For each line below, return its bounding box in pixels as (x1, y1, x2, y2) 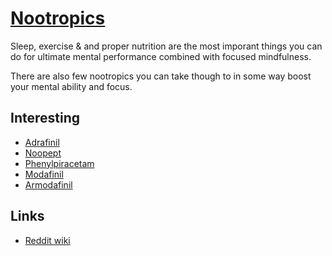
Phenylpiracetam (24, 157, 95, 169)
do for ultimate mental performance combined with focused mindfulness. (10, 50, 312, 62)
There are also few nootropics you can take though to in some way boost (10, 70, 312, 82)
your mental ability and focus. (10, 80, 133, 92)
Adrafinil (24, 136, 60, 148)
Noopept (24, 147, 62, 159)
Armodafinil (24, 178, 73, 191)
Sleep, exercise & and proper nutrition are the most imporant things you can (10, 40, 323, 52)
